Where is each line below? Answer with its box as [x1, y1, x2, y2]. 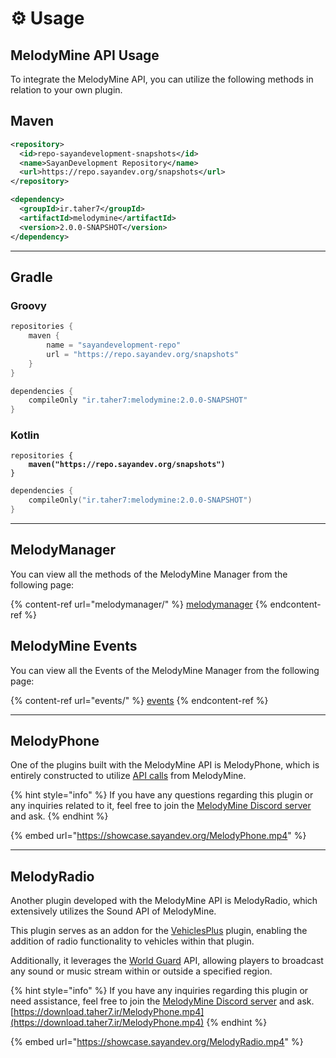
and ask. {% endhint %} [10, 810, 109, 822]
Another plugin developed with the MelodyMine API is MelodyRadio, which [10, 895, 318, 907]
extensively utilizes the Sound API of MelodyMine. [10, 905, 217, 917]
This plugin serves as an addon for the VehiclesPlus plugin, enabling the [10, 925, 308, 937]
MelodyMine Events [10, 638, 138, 655]
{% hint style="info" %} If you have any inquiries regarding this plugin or [10, 985, 309, 997]
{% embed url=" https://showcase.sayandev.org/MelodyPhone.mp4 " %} [10, 830, 307, 842]
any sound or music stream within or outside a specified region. [10, 965, 273, 977]
